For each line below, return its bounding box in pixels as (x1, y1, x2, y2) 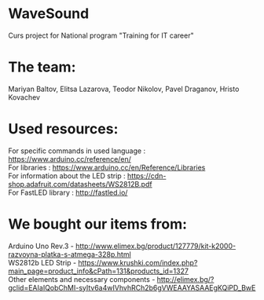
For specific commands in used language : (8, 146, 146, 155)
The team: (8, 58, 76, 76)
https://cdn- (126, 170, 167, 181)
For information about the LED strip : (8, 170, 126, 181)
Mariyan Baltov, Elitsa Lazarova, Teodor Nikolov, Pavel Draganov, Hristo (8, 84, 240, 93)
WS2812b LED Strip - (8, 258, 77, 267)
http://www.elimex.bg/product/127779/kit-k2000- (75, 241, 236, 251)
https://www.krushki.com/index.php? (78, 258, 198, 267)
